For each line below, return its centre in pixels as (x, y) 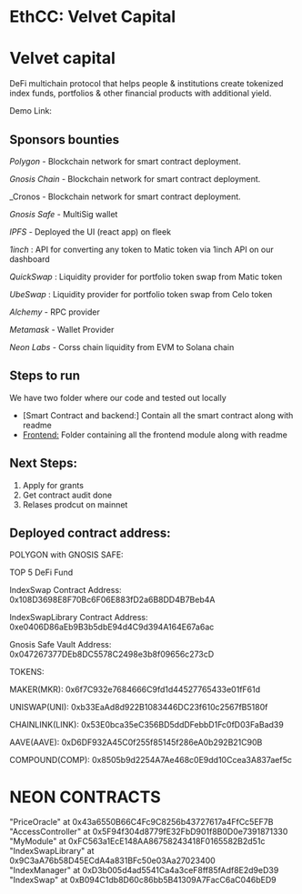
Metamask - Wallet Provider (62, 329)
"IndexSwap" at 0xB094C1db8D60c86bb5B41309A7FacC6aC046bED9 (143, 880)
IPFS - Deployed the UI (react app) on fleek (90, 231)
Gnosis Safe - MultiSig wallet (64, 214)
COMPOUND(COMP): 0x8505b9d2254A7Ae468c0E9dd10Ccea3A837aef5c (151, 760)
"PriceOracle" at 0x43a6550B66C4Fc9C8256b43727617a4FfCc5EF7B (141, 822)
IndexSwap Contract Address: (65, 590)
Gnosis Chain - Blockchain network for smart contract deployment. (135, 178)
